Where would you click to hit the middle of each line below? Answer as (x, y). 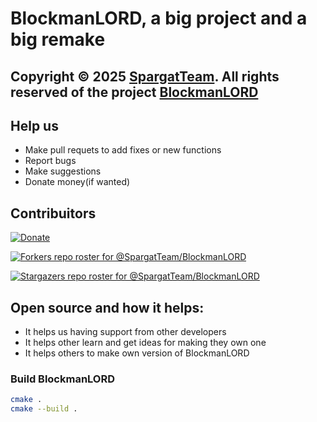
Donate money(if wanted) (77, 182)
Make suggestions (63, 171)
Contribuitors (53, 213)
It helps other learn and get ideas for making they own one (145, 343)
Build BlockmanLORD (63, 379)
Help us (34, 125)
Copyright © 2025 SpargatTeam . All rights (145, 76)
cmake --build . (44, 409)
